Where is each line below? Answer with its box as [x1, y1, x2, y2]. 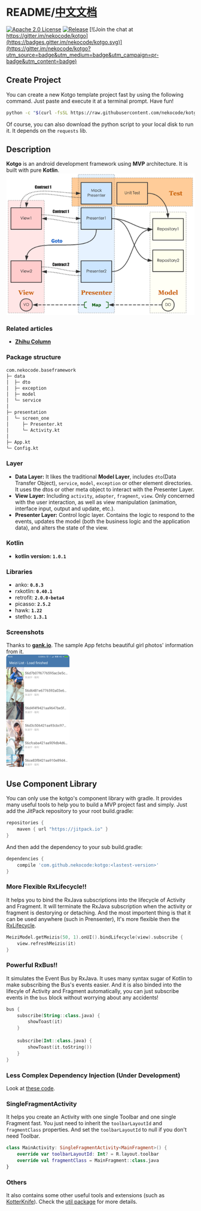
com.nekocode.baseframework [6, 367, 77, 373]
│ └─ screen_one [6, 415, 50, 421]
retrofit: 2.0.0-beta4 [14, 594, 65, 601]
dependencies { [6, 856, 44, 862]
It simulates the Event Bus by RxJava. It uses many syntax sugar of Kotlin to [6, 974, 193, 982]
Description [6, 145, 51, 155]
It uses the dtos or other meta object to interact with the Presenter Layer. [14, 486, 194, 493]
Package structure [6, 352, 62, 361]
